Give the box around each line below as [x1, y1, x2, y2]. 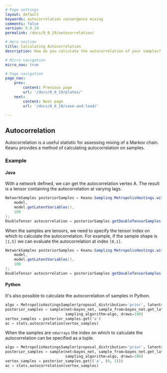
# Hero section [5, 39, 37, 45]
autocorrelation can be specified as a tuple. [5, 335, 94, 341]
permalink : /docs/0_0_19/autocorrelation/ [5, 30, 94, 35]
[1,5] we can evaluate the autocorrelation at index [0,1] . [5, 238, 122, 244]
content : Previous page [23, 85, 72, 90]
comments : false [5, 21, 39, 26]
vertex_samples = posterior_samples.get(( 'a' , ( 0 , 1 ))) [5, 359, 123, 364]
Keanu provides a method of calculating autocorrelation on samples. [5, 145, 145, 151]
